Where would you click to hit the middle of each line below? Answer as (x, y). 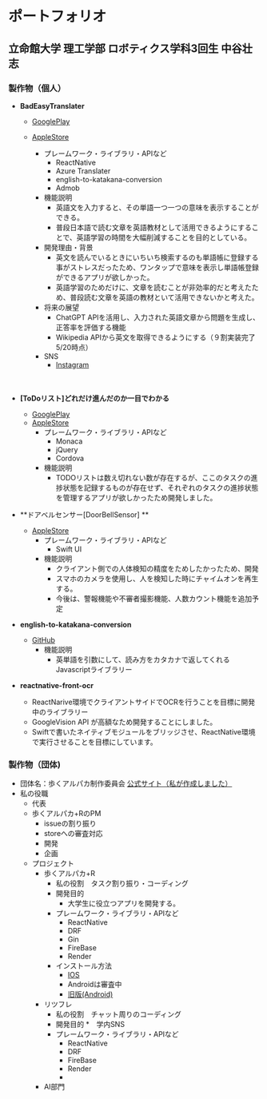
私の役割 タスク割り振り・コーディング (122, 883)
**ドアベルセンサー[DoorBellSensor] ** (84, 514)
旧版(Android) (90, 994)
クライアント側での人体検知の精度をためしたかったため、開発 (157, 568)
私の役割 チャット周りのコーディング (119, 1014)
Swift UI (69, 549)
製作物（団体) (35, 764)
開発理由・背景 (68, 247)
